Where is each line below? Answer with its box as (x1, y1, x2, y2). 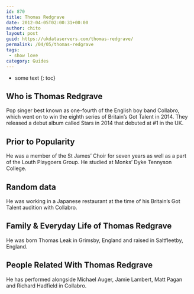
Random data (6, 182, 56, 192)
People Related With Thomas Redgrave (6, 260, 153, 270)
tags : (6, 47, 20, 53)
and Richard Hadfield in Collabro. (6, 282, 87, 289)
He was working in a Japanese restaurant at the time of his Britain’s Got (6, 197, 180, 204)
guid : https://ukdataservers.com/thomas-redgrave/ (6, 36, 134, 42)
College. (6, 165, 27, 172)
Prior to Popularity (6, 136, 75, 146)
